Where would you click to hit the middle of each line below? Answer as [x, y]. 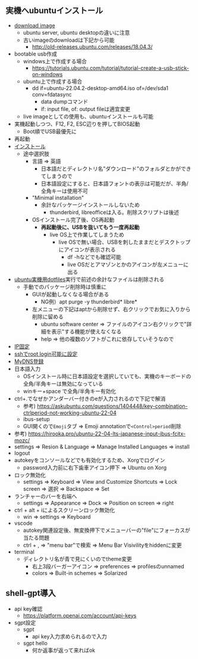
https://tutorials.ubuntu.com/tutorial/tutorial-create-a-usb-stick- [111, 68]
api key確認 [28, 609]
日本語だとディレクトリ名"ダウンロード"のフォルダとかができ [116, 168]
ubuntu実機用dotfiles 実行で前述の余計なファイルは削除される [89, 279]
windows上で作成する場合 [55, 61]
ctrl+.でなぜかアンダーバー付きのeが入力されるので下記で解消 [90, 398]
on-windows [47, 74]
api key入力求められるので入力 [70, 636]
